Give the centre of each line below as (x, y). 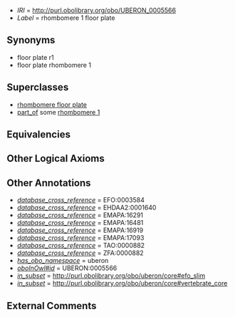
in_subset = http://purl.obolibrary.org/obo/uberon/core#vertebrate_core (122, 284)
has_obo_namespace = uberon (63, 261)
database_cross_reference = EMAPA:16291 (80, 215)
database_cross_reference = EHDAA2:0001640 (87, 208)
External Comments (52, 306)
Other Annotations (49, 183)
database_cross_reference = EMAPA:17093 (80, 238)
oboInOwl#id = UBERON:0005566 (67, 268)
